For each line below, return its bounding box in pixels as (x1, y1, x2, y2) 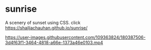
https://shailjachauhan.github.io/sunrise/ (5, 25, 88, 30)
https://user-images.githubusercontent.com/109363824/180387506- (5, 34, 146, 40)
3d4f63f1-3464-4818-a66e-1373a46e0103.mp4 (5, 39, 103, 45)
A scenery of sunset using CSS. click (5, 20, 81, 25)
